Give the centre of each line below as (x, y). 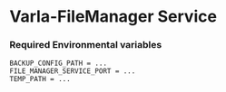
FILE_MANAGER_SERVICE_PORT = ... (73, 71)
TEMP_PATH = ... (40, 79)
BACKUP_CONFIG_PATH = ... (58, 64)
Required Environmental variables (86, 45)
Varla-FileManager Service (113, 17)
